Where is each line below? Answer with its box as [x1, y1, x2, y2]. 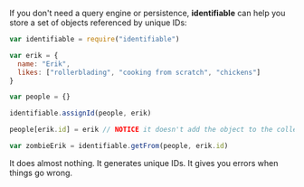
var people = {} [9, 92, 71, 102]
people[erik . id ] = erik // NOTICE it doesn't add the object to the [9, 126, 273, 135]
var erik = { [9, 51, 59, 60]
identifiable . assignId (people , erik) [9, 108, 152, 118]
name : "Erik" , [17, 59, 71, 69]
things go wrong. [9, 167, 73, 178]
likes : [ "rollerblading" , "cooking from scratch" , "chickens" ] [17, 68, 261, 77]
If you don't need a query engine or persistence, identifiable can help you [9, 8, 286, 18]
